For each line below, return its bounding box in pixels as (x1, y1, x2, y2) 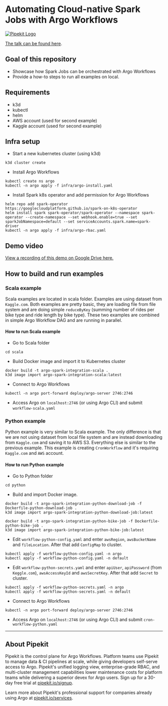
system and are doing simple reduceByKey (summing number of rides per (5, 306, 154, 312)
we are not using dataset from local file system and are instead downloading (5, 434, 162, 440)
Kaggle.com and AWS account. (5, 450, 64, 456)
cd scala (5, 349, 23, 355)
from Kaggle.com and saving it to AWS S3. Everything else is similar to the (5, 440, 156, 446)
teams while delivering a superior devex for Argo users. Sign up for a (5, 674, 147, 680)
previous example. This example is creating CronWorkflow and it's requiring (5, 445, 158, 451)
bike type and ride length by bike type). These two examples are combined (5, 312, 160, 318)
